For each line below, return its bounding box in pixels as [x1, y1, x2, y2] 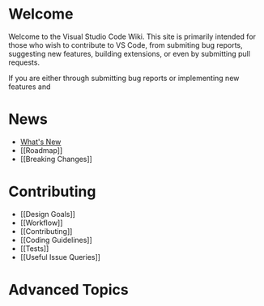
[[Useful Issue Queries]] [19, 252, 101, 261]
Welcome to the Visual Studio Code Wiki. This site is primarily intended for [8, 32, 257, 41]
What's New [19, 137, 62, 147]
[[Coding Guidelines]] [19, 235, 93, 244]
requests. [8, 57, 40, 67]
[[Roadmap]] [19, 145, 63, 155]
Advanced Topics [8, 281, 129, 299]
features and [8, 82, 51, 91]
